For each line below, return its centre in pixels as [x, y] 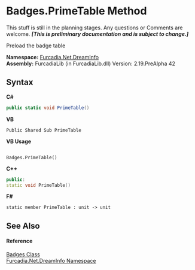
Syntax [20, 82]
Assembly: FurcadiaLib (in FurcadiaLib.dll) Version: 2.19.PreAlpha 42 [91, 63]
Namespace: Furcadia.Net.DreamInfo [53, 57]
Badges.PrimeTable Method [77, 11]
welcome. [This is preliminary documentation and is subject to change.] [97, 34]
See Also [23, 226]
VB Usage [19, 141]
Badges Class [23, 254]
